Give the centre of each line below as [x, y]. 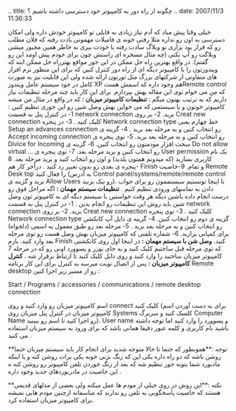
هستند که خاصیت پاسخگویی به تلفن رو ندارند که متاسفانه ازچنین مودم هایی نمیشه [114, 392]
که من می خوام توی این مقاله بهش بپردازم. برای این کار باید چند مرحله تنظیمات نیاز [117, 92]
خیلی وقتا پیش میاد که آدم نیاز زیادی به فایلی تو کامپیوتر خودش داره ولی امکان [110, 32]
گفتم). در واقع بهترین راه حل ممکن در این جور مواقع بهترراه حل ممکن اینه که [108, 62]
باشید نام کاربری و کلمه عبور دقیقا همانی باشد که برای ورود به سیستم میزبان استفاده [118, 328]
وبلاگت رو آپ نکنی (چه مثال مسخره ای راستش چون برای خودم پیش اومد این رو [112, 54]
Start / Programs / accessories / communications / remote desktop [105, 284]
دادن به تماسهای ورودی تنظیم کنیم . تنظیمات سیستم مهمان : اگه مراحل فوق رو [111, 189]
